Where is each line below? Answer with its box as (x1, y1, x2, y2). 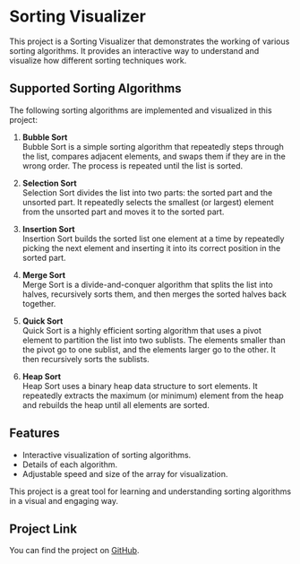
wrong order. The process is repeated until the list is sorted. (21, 160, 244, 171)
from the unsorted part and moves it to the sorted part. (21, 206, 225, 217)
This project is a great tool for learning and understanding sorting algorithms (9, 486, 292, 497)
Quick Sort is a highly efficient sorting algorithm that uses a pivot (21, 325, 262, 335)
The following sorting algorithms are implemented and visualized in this (9, 105, 272, 116)
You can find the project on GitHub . (9, 545, 140, 556)
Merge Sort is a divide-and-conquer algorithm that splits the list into (21, 279, 273, 290)
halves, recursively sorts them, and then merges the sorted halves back (21, 289, 287, 299)
